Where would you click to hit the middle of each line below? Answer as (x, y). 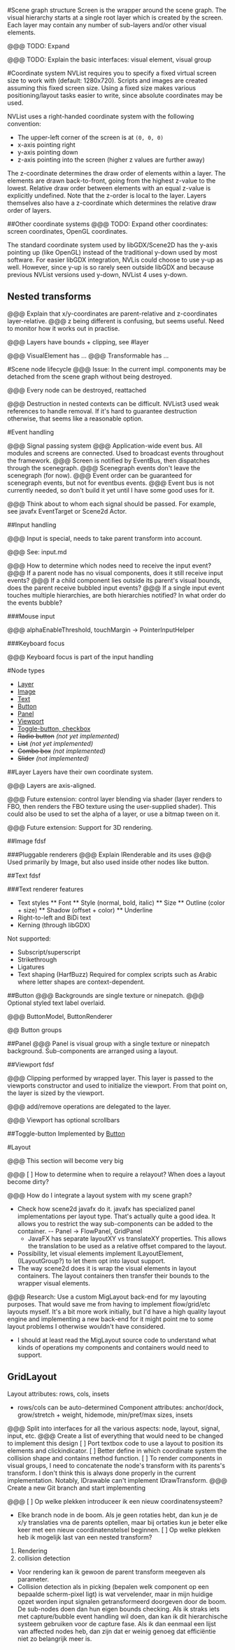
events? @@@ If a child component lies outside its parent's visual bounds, (115, 580)
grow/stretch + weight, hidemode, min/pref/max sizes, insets (105, 1415)
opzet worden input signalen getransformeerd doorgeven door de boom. (122, 1601)
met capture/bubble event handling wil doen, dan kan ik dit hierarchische (122, 1616)
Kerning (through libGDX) (54, 925)
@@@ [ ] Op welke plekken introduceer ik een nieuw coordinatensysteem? (115, 1501)
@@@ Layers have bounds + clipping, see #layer (78, 341)
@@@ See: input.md (37, 551)
